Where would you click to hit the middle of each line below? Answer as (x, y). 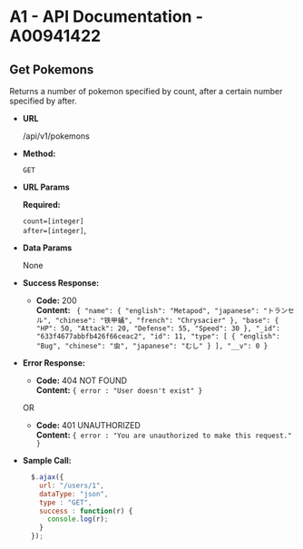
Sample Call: (47, 461)
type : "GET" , (66, 502)
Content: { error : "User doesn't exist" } (119, 390)
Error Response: (54, 363)
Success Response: (61, 283)
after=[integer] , (54, 230)
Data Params (47, 248)
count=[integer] (53, 221)
